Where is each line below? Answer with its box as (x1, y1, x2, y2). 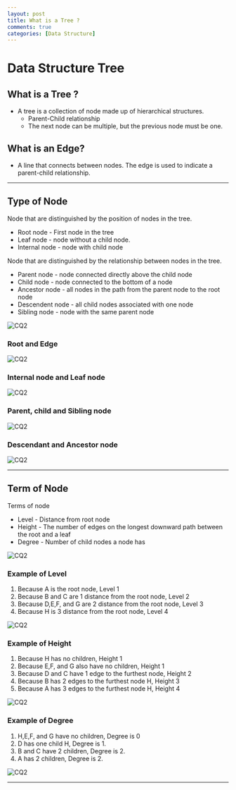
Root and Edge (7, 339, 58, 349)
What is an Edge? (7, 142, 85, 154)
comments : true (7, 23, 52, 30)
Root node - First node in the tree (17, 228, 114, 236)
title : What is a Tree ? (7, 17, 80, 24)
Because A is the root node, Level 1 (17, 585, 119, 593)
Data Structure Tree (7, 61, 125, 76)
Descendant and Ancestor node (7, 440, 118, 450)
